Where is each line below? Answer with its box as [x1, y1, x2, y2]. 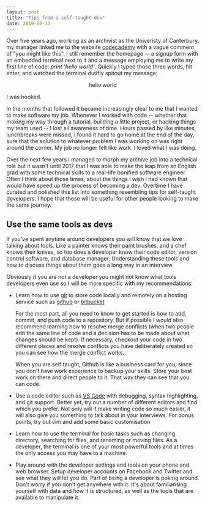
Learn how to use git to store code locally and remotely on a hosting [15, 292, 187, 299]
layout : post [6, 9, 40, 15]
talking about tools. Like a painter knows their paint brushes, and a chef [6, 242, 187, 250]
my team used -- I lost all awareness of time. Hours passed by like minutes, [6, 125, 196, 132]
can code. [15, 380, 41, 388]
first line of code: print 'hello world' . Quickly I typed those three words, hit [6, 63, 193, 70]
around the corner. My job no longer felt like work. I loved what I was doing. [6, 144, 197, 152]
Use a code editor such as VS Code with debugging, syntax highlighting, [15, 392, 198, 399]
